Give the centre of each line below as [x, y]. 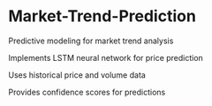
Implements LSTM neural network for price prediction [106, 57]
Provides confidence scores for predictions [87, 92]
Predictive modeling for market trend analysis [91, 41]
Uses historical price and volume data [77, 75]
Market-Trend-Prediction [102, 16]
